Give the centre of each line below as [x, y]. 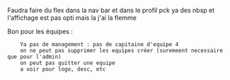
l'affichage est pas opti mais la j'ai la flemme [72, 18]
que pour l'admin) [34, 57]
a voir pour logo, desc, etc [63, 69]
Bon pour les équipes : [40, 32]
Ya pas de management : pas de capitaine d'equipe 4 [99, 45]
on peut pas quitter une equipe [68, 63]
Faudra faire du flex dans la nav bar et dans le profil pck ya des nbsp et [111, 10]
